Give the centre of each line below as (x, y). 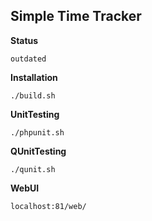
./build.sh (33, 95)
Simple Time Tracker (76, 16)
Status (24, 40)
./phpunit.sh (37, 132)
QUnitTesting (38, 151)
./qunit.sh (33, 169)
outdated (28, 59)
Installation (34, 77)
